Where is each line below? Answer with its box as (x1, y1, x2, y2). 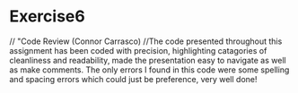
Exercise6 (9, 6, 85, 27)
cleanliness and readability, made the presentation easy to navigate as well (9, 55, 286, 65)
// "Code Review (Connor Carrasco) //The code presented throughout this (9, 36, 283, 46)
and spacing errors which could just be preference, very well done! (9, 73, 258, 84)
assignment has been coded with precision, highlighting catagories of (9, 45, 267, 55)
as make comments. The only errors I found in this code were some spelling (9, 64, 290, 75)
